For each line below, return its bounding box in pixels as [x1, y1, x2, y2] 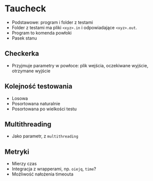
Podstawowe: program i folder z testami [11, 19, 93, 25]
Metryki [4, 147, 30, 156]
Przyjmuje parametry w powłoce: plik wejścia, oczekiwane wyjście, [11, 62, 149, 68]
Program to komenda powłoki [11, 30, 72, 36]
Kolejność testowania [4, 82, 73, 90]
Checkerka [4, 49, 39, 58]
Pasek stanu [11, 35, 38, 41]
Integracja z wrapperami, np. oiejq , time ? [11, 166, 97, 172]
